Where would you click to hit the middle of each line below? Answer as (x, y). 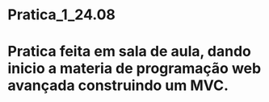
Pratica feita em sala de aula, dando (130, 52)
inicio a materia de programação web (134, 69)
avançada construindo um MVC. (118, 86)
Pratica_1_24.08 (62, 15)
